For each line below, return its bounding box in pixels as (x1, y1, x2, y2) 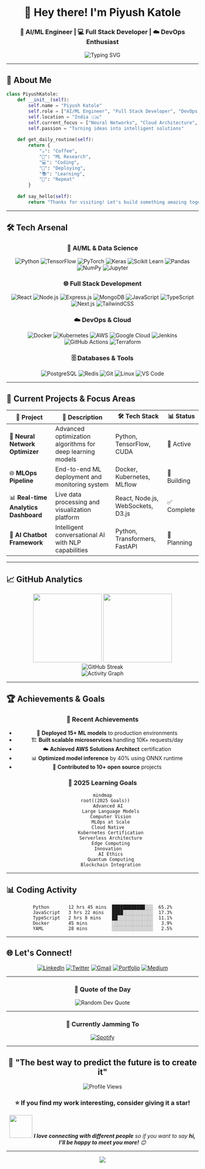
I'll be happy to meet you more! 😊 (59, 1139, 146, 1146)
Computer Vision (90, 813, 132, 819)
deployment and (55, 473, 102, 482)
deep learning (55, 447, 95, 456)
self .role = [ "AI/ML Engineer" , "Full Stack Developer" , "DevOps (28, 108, 198, 114)
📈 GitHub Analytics (6, 574, 83, 584)
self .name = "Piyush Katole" (28, 103, 103, 109)
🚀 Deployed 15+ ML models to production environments (36, 729, 178, 736)
